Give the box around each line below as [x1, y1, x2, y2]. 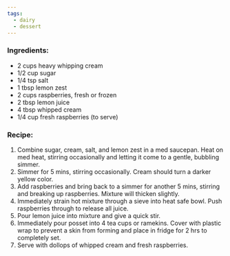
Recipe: [7, 130, 33, 139]
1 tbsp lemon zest [17, 83, 67, 92]
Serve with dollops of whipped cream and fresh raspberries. [17, 241, 188, 249]
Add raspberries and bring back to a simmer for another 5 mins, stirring [17, 182, 220, 190]
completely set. [17, 233, 61, 242]
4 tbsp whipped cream [17, 105, 82, 114]
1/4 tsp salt [17, 76, 49, 84]
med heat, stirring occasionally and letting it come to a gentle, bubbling [17, 152, 220, 161]
